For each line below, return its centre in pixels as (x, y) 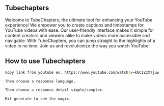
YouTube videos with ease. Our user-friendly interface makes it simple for (80, 30)
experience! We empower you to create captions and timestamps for (74, 25)
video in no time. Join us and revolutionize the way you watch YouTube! (77, 45)
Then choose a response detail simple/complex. (55, 90)
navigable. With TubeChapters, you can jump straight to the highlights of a (80, 41)
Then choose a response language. (41, 81)
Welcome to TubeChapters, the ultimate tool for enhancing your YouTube (79, 20)
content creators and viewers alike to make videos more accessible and (78, 35)
